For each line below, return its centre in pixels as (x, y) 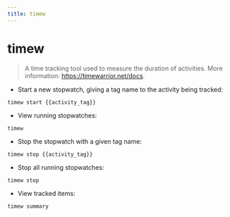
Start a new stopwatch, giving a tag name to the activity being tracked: (120, 89)
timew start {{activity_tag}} (52, 102)
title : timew (26, 14)
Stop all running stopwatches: (61, 167)
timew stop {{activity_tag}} (50, 154)
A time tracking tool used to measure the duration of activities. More (124, 68)
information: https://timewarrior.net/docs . (85, 75)
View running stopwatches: (57, 115)
